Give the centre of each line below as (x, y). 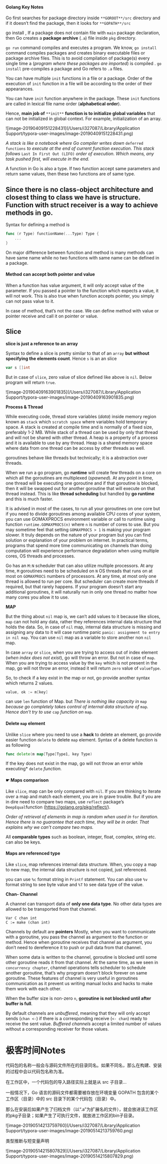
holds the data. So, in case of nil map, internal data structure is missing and (83, 627)
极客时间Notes (36, 1051)
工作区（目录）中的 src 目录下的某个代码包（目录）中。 (62, 1099)
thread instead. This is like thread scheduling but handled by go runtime (80, 493)
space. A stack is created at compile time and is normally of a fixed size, (79, 427)
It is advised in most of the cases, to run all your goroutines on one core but (83, 508)
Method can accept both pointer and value (50, 274)
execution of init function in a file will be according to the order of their (79, 84)
